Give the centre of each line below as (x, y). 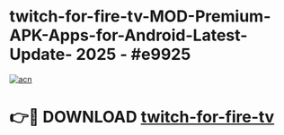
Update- (41, 55)
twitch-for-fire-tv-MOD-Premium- (140, 17)
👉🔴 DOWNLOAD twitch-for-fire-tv (142, 117)
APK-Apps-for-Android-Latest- (129, 35)
